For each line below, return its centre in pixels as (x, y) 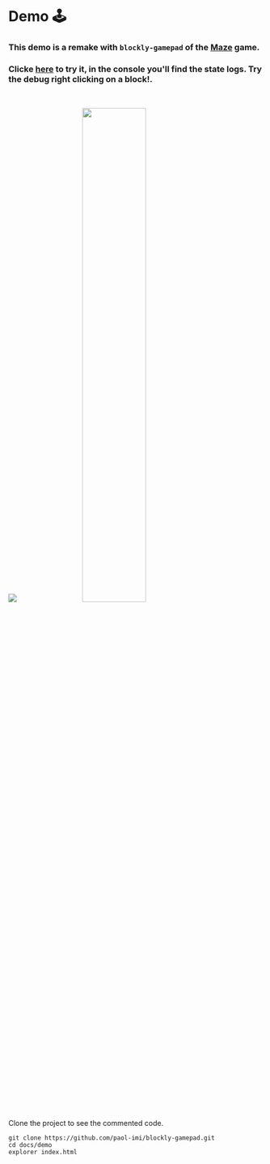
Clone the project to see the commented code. (86, 1123)
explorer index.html (43, 1153)
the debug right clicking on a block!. (80, 79)
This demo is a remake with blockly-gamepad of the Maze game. (134, 48)
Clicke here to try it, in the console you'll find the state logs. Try (135, 69)
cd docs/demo (30, 1145)
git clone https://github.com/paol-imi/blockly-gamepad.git (112, 1138)
